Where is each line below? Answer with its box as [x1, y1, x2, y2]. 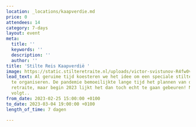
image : [6, 68, 22, 74]
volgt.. [11, 90, 30, 96]
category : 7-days [6, 25, 48, 31]
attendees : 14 [6, 19, 41, 25]
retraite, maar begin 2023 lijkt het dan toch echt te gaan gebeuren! [11, 85, 187, 91]
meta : [6, 36, 19, 42]
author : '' [11, 57, 38, 63]
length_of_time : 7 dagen [6, 107, 66, 112]
